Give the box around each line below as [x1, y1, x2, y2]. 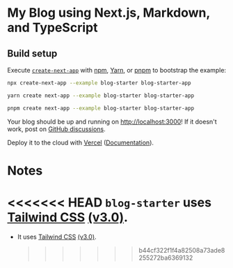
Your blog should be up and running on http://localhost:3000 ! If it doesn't [7, 117, 217, 126]
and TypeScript [7, 20, 98, 36]
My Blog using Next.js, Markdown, [7, 5, 210, 21]
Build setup [7, 47, 58, 59]
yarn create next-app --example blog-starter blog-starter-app [7, 92, 195, 99]
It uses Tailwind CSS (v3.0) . [17, 232, 97, 241]
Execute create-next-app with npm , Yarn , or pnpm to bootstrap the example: [7, 66, 227, 74]
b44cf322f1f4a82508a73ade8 [138, 246, 225, 254]
